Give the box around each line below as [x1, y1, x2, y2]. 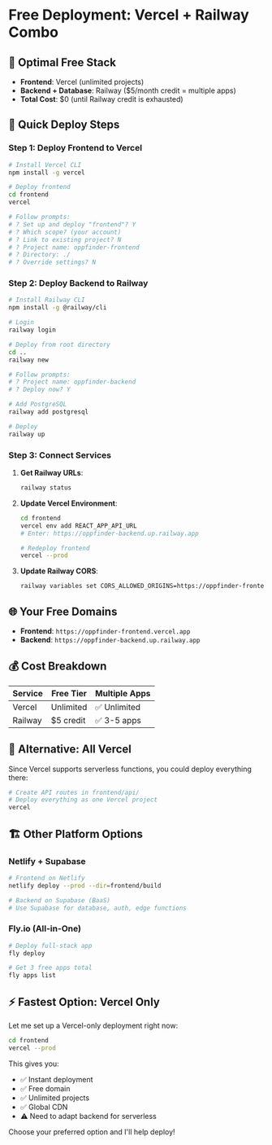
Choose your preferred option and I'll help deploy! [8, 1126, 176, 1137]
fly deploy [8, 949, 45, 958]
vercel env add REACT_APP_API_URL [19, 521, 137, 530]
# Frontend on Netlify [8, 874, 85, 882]
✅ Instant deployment [19, 1074, 93, 1084]
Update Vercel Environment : [19, 498, 118, 508]
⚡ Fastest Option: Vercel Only [8, 995, 160, 1009]
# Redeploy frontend [19, 544, 90, 552]
